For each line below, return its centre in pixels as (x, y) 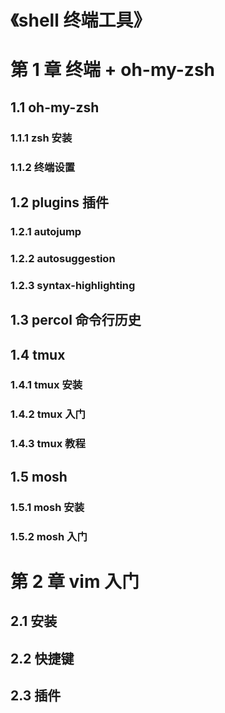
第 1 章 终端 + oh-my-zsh (113, 70)
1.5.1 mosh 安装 (47, 507)
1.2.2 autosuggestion (63, 258)
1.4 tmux (38, 354)
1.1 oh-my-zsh (55, 107)
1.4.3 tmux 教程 (48, 444)
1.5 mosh (39, 476)
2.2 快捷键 (42, 658)
